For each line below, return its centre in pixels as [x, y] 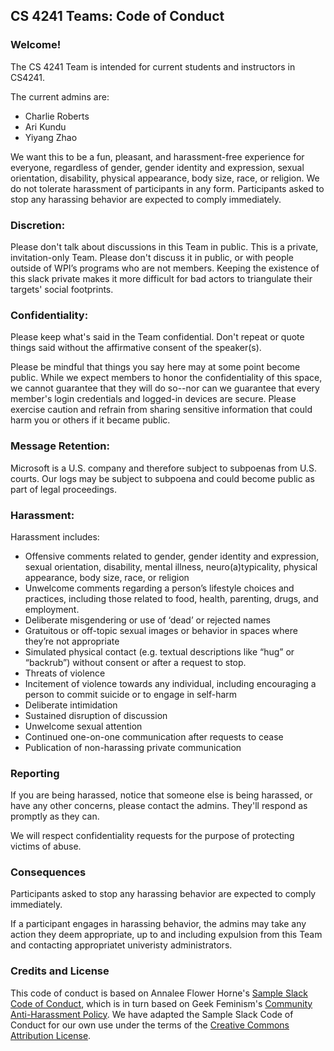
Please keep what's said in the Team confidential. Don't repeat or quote [157, 337]
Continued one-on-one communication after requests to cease [154, 736]
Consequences [48, 872]
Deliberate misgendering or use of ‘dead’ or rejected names [147, 620]
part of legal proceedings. [63, 489]
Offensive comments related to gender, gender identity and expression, [172, 556]
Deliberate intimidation [71, 705]
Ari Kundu [45, 126]
